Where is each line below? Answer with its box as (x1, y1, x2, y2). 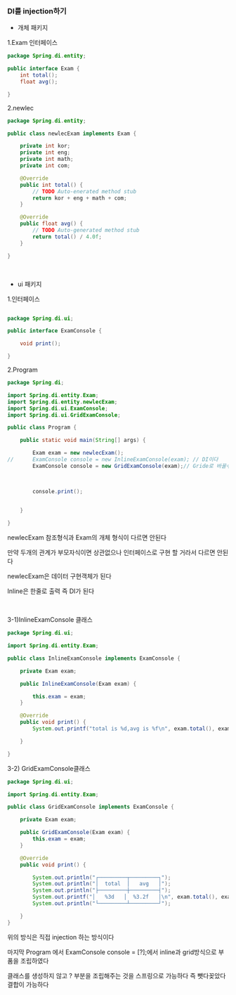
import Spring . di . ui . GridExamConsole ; (7, 411, 121, 419)
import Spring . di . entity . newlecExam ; (7, 398, 118, 405)
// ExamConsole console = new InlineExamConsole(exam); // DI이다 (7, 456, 219, 463)
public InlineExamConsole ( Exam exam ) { (20, 680, 137, 687)
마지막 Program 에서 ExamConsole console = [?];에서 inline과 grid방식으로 (7, 947, 217, 956)
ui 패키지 (17, 280, 42, 288)
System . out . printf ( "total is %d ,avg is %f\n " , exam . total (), (32, 725, 216, 732)
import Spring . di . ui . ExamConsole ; (7, 405, 109, 412)
